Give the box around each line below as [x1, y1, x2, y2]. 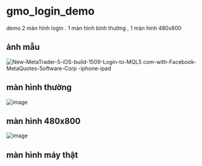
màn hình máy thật [6, 150, 78, 160]
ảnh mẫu [6, 42, 40, 52]
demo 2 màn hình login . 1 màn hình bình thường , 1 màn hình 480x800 [6, 24, 182, 32]
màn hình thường [6, 82, 72, 92]
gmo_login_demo [6, 4, 95, 18]
